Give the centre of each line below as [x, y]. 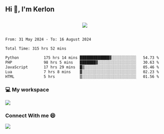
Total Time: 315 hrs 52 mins [36, 49]
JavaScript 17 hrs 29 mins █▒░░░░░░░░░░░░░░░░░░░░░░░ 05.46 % [82, 67]
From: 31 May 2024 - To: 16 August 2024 [48, 39]
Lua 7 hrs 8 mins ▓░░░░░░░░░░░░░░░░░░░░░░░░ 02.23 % [82, 72]
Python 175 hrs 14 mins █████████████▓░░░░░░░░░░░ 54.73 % [82, 58]
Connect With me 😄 [30, 115]
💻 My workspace [27, 90]
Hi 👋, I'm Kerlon [30, 9]
